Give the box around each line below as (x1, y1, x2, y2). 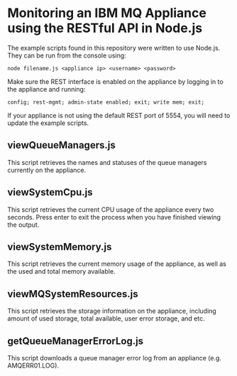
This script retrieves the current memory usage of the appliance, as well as (7, 259, 227, 268)
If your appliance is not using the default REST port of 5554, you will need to (7, 111, 231, 119)
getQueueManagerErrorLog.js (7, 335, 144, 347)
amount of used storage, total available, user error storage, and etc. (7, 314, 205, 323)
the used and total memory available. (7, 267, 116, 276)
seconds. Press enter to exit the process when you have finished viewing (7, 213, 221, 221)
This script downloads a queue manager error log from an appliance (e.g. (7, 354, 222, 362)
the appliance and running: (7, 85, 86, 93)
